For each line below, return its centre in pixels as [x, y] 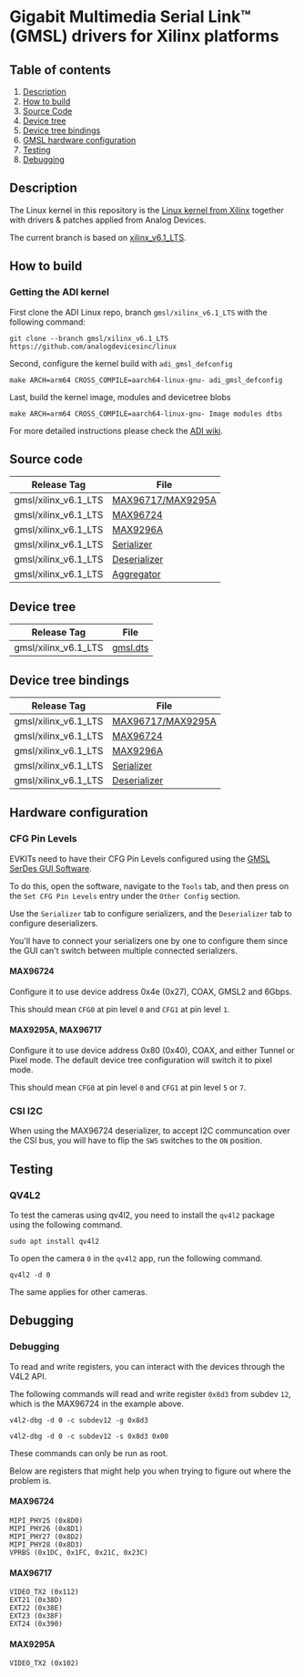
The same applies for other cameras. [79, 1292]
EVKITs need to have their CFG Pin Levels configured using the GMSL [140, 858]
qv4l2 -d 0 [30, 1275]
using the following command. [66, 1225]
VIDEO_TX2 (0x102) [44, 1663]
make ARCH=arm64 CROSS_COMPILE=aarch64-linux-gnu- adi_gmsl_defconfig [146, 380]
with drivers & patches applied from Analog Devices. [108, 220]
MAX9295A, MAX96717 [56, 1030]
